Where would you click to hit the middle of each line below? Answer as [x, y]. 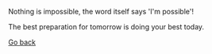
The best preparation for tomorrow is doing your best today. [106, 27]
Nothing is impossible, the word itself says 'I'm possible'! [101, 12]
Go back [22, 42]
